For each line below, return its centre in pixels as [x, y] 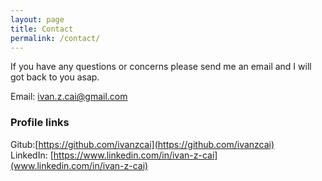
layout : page [37, 19]
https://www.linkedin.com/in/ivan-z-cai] [135, 155]
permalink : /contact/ [55, 38]
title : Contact [42, 29]
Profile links [40, 123]
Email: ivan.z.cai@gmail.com [69, 97]
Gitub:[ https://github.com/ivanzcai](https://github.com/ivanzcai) [142, 144]
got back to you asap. [55, 77]
